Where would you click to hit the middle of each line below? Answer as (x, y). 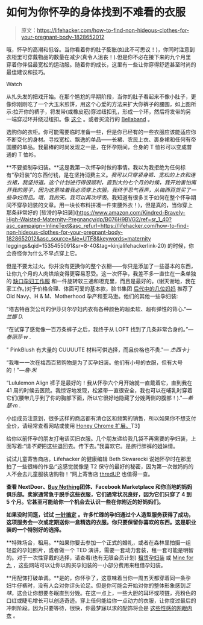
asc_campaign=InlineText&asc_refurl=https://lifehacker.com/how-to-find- (98, 225)
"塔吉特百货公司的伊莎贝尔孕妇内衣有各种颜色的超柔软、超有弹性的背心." (96, 309)
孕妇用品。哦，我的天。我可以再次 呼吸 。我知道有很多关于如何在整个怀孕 (101, 197)
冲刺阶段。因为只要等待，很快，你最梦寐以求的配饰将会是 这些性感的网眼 (97, 608)
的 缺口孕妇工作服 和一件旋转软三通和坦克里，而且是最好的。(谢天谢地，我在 (101, 281)
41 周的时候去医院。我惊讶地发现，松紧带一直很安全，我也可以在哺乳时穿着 (99, 390)
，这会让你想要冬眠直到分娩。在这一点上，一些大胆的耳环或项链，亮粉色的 (104, 593)
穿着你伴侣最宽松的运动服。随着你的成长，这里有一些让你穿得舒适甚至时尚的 (101, 64)
